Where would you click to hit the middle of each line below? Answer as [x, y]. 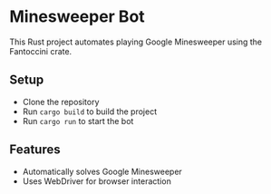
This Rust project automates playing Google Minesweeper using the [136, 42]
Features [35, 150]
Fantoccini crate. [41, 51]
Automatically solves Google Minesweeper [102, 171]
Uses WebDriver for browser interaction [97, 181]
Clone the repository [61, 102]
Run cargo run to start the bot [78, 121]
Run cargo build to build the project [89, 112]
